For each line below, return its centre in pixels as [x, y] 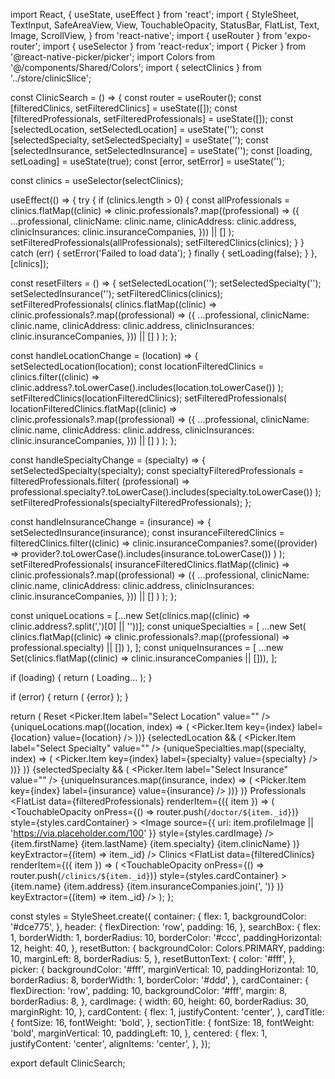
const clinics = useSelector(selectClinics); [97, 180]
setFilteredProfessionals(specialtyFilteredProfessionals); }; [131, 502]
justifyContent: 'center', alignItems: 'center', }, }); [110, 1043]
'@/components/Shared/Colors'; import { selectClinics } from [136, 67]
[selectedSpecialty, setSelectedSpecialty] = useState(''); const [139, 140]
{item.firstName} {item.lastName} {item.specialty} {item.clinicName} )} [155, 843]
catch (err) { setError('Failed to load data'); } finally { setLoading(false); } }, [164, 253]
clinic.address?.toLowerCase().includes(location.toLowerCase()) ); [147, 387]
